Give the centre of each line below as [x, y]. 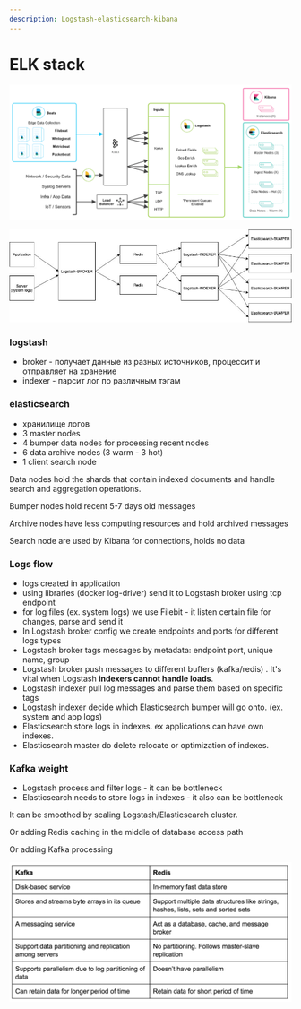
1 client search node [59, 461]
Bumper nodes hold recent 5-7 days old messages [103, 505]
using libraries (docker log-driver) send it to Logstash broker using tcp [152, 593]
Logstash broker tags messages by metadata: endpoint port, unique [147, 651]
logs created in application [71, 583]
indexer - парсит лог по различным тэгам [101, 381]
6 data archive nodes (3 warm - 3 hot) [93, 452]
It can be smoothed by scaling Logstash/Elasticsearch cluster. [124, 815]
